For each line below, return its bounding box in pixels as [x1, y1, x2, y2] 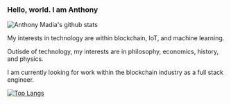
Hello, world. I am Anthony [7, 5, 99, 15]
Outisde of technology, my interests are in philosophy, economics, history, [7, 47, 219, 56]
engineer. [7, 76, 35, 84]
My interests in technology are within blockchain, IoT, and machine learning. [7, 34, 225, 42]
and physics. [7, 55, 44, 63]
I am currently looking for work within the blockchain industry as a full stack [7, 68, 224, 77]
